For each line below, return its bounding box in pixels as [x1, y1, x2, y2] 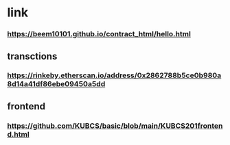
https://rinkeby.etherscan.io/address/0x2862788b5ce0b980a [7, 70, 222, 80]
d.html [7, 129, 30, 139]
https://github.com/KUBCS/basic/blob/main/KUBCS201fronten [7, 121, 223, 131]
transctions [7, 50, 58, 62]
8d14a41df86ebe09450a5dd [7, 79, 106, 89]
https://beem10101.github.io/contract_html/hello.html [7, 29, 191, 39]
